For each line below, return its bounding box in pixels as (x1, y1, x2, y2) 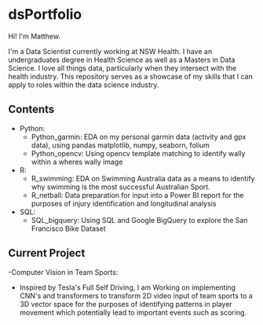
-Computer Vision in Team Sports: (8, 267, 119, 276)
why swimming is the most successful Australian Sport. (31, 182, 210, 192)
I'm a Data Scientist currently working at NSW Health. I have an (8, 46, 213, 56)
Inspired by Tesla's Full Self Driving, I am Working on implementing (19, 283, 236, 292)
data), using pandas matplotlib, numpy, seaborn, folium (31, 140, 210, 150)
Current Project (8, 246, 86, 260)
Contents (8, 103, 55, 116)
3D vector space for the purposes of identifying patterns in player (19, 299, 233, 309)
